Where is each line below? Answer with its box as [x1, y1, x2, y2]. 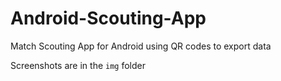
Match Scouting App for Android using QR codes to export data [10, 40, 272, 52]
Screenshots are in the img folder [10, 59, 146, 71]
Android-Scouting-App [10, 7, 207, 30]
